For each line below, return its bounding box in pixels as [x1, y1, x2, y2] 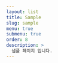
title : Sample [6, 14, 42, 20]
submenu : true [6, 31, 42, 37]
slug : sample [6, 20, 39, 26]
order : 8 [6, 37, 28, 43]
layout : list [6, 8, 39, 15]
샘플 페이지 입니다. [11, 48, 53, 54]
